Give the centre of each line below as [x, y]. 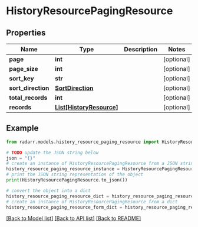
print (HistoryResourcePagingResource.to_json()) [67, 180]
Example [22, 128]
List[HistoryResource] [87, 107]
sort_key [22, 78]
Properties [26, 33]
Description [141, 49]
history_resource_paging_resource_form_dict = [64, 207]
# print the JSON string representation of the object [75, 175]
